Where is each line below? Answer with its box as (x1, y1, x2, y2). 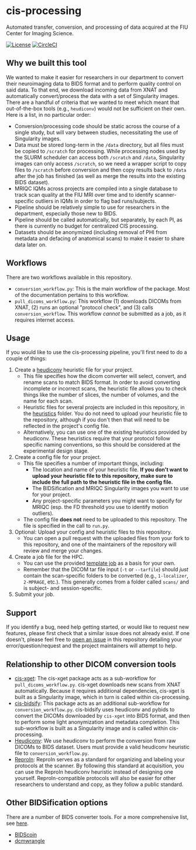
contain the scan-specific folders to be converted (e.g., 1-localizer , (23, 572, 189, 579)
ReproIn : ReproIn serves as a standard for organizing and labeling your (14, 756, 185, 763)
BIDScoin (14, 831, 37, 838)
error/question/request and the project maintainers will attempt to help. (6, 642, 177, 649)
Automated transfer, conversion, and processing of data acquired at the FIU (6, 23, 188, 31)
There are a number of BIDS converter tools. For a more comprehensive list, (6, 813, 189, 820)
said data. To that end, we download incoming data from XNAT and (6, 86, 168, 93)
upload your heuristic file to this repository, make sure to (32, 473, 173, 480)
